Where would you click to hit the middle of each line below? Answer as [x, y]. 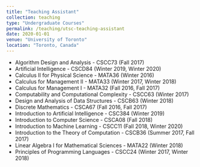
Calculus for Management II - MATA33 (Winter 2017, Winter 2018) [95, 81]
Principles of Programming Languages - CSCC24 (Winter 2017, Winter [102, 151]
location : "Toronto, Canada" [43, 46]
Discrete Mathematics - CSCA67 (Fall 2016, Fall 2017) [81, 107]
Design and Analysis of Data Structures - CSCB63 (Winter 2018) [94, 100]
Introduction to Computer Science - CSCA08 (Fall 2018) [84, 120]
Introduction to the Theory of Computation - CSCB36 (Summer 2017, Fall [105, 132]
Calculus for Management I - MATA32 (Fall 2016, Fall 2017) [87, 88]
